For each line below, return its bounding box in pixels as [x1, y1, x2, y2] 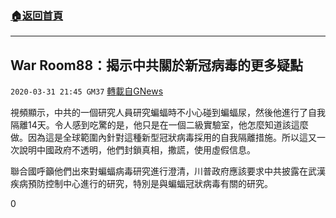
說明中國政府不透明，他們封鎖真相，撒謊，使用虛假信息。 [18, 144, 256, 156]
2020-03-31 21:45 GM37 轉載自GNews [10, 85, 164, 97]
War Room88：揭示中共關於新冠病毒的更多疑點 [10, 57, 304, 74]
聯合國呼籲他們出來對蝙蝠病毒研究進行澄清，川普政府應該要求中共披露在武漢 [10, 165, 326, 177]
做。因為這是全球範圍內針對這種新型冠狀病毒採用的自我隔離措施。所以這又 [10, 132, 317, 144]
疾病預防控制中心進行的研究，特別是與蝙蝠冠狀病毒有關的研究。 [10, 178, 273, 190]
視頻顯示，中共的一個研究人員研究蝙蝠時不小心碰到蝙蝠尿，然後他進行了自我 [10, 107, 326, 119]
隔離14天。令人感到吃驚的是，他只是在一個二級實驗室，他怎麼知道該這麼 [10, 119, 309, 131]
